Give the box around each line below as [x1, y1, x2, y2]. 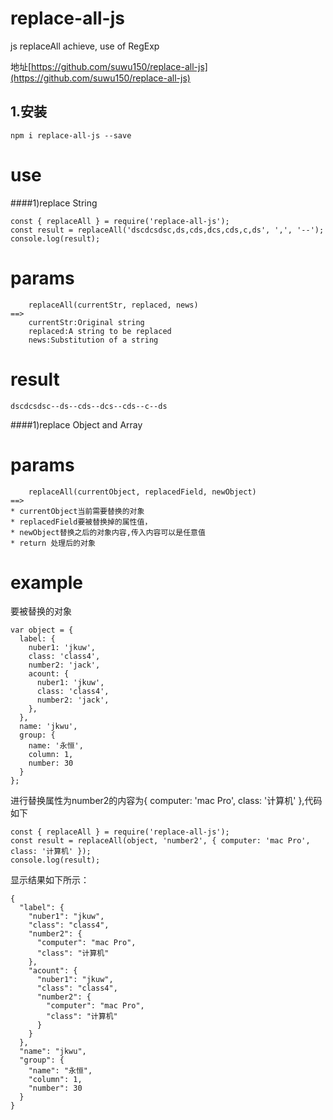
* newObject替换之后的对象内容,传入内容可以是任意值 [10, 527, 206, 537]
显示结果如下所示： [10, 874, 90, 886]
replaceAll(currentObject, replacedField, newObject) [28, 487, 257, 497]
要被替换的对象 [10, 605, 72, 617]
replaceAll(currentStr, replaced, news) [28, 300, 199, 310]
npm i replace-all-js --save [10, 130, 132, 141]
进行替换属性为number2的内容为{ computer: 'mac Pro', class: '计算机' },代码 [10, 795, 323, 807]
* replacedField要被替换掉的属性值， [10, 517, 153, 527]
